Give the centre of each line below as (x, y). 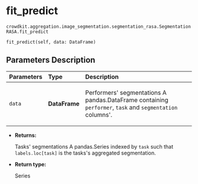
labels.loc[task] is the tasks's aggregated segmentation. (85, 153)
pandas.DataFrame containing (127, 100)
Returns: (26, 135)
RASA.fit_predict (27, 32)
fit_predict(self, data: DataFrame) (51, 42)
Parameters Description (51, 60)
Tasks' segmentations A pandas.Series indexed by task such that (94, 146)
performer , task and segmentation (131, 107)
